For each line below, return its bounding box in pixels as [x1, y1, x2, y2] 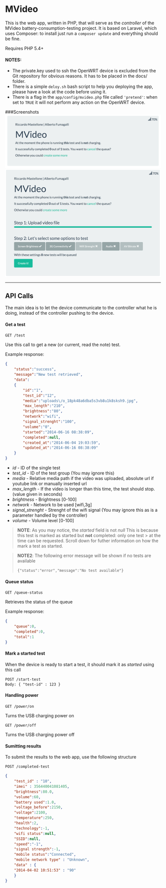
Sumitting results [5, 743, 41, 749]
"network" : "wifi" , [23, 414, 61, 419]
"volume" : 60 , [14, 794, 41, 800]
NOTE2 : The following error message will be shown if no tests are [17, 552, 152, 558]
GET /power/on [5, 704, 35, 709]
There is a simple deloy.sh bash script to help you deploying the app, [12, 83, 153, 90]
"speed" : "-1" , [14, 841, 43, 847]
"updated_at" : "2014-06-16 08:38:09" [23, 445, 98, 450]
